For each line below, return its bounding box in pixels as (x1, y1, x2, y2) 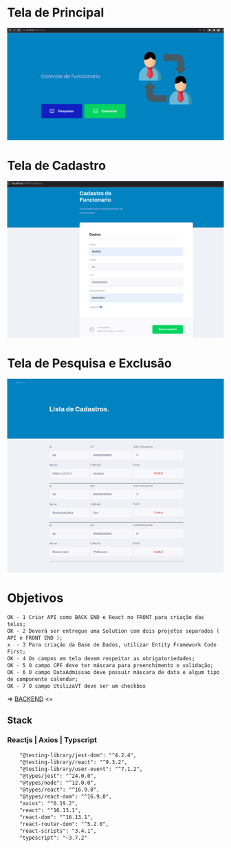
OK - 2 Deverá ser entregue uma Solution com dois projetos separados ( (7, 628, 220, 635)
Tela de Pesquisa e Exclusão (7, 356, 172, 371)
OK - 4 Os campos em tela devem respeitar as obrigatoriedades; (7, 655, 195, 662)
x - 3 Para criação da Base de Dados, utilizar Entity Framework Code (7, 642, 217, 649)
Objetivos (7, 590, 64, 606)
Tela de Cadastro (7, 158, 107, 173)
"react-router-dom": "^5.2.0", (19, 820, 109, 827)
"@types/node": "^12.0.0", (19, 779, 97, 786)
